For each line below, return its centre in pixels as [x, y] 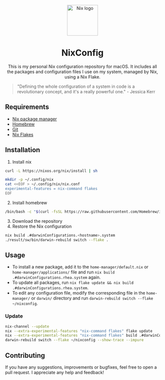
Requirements [27, 107]
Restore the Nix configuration [42, 226]
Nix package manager [35, 119]
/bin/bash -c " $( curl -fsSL [34, 212]
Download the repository [37, 221]
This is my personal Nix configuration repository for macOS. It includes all [82, 66]
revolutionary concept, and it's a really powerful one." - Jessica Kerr [86, 91]
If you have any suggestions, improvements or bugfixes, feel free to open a [81, 367]
